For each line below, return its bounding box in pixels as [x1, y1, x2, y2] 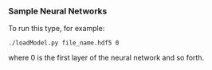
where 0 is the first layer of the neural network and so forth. [8, 53, 205, 63]
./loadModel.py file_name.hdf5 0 [8, 39, 120, 47]
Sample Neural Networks [8, 6, 108, 17]
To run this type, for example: [8, 24, 105, 33]
